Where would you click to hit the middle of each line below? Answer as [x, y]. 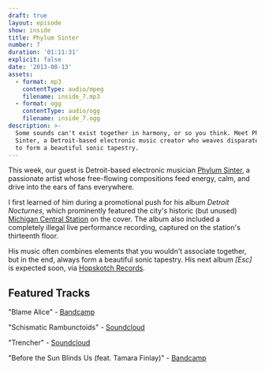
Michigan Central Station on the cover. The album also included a [114, 219]
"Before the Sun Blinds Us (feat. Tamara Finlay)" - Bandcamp [107, 358]
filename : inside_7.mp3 [62, 96]
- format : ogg [38, 104]
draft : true [28, 15]
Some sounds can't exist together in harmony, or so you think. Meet [132, 133]
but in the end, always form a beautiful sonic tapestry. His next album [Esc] [130, 260]
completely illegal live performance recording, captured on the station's [124, 228]
